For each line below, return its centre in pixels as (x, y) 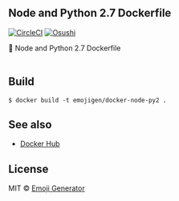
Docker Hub (40, 144)
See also (30, 125)
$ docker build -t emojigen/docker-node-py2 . (87, 100)
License (28, 169)
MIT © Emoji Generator (47, 188)
